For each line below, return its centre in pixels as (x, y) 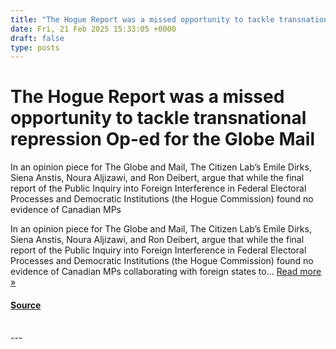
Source (26, 305)
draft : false (37, 38)
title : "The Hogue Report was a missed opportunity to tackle (142, 19)
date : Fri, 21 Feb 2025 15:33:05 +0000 (93, 29)
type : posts (35, 47)
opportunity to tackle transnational (158, 118)
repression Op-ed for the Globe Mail (162, 139)
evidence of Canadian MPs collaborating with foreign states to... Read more (166, 272)
